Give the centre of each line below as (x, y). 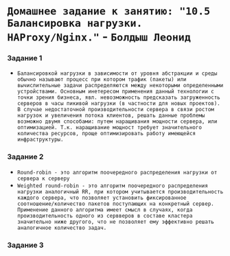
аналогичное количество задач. (62, 228)
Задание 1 (25, 58)
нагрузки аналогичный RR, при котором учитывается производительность (120, 191)
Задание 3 (25, 245)
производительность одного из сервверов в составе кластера (105, 216)
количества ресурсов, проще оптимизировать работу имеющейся (106, 134)
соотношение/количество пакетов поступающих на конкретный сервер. (115, 204)
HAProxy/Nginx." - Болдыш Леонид (99, 37)
